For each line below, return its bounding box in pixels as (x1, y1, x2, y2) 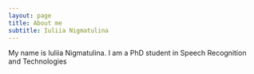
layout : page (8, 11, 52, 20)
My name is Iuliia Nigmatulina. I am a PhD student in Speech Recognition (8, 49, 247, 58)
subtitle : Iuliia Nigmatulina (8, 26, 109, 34)
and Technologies (8, 56, 68, 66)
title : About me (8, 19, 62, 27)
